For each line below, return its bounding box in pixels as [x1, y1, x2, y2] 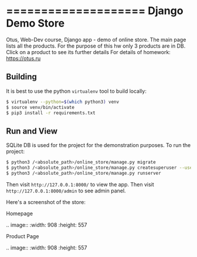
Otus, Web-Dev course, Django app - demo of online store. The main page [6, 36, 186, 43]
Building [6, 72, 37, 82]
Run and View [6, 126, 57, 136]
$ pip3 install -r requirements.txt [6, 110, 96, 116]
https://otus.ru [6, 55, 41, 62]
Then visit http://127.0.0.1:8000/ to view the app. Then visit [6, 181, 154, 188]
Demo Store [6, 16, 65, 30]
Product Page [6, 232, 39, 239]
